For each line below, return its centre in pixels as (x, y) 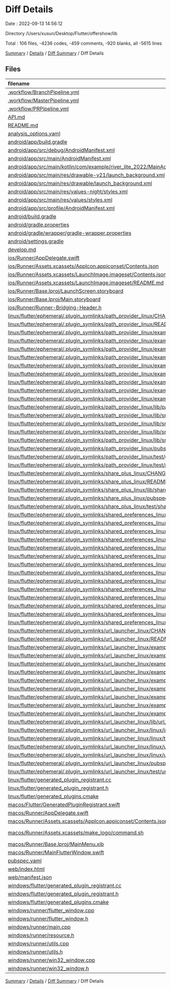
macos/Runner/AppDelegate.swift (48, 813)
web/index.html (26, 869)
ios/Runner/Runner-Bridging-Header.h (55, 307)
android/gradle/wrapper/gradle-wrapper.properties (69, 233)
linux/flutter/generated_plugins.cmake (53, 796)
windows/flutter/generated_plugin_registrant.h (63, 894)
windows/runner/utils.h (35, 952)
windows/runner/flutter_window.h (48, 919)
